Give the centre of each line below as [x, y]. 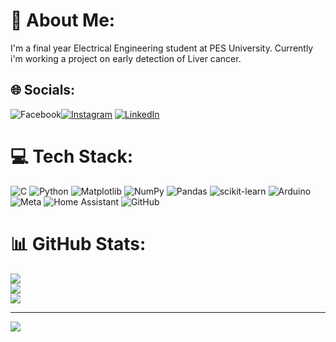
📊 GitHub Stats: [78, 243]
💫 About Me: [63, 20]
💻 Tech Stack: [72, 156]
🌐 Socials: [43, 90]
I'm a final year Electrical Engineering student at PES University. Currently [162, 48]
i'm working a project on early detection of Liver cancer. [126, 58]
